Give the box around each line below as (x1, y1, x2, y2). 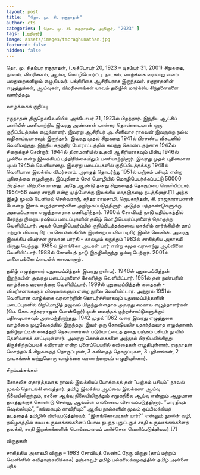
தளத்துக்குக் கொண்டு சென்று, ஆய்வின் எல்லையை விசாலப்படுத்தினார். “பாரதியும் (6, 398, 186, 405)
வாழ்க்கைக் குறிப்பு (6, 103, 48, 110)
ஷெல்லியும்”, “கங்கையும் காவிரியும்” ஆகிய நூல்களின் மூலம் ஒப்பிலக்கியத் (6, 405, 171, 412)
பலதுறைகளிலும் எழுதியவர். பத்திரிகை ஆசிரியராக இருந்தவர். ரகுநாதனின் (6, 77, 174, 84)
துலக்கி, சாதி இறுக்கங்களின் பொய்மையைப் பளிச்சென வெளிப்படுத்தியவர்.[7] (6, 425, 178, 432)
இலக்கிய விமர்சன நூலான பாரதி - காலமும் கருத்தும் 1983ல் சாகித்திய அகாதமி (6, 235, 183, 242)
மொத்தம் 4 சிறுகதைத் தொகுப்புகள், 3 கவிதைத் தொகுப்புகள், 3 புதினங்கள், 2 (6, 347, 179, 355)
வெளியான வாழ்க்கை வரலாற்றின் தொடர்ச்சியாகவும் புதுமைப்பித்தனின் (6, 294, 165, 301)
